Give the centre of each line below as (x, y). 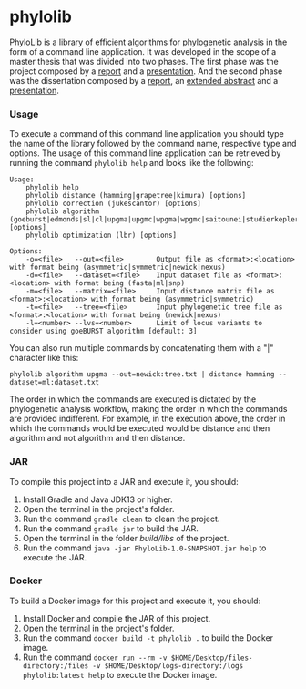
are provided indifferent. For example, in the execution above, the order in (148, 419)
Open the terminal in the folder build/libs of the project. (126, 538)
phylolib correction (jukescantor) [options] (114, 204)
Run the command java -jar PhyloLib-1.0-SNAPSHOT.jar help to (144, 548)
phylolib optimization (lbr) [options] (102, 236)
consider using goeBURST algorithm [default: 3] (103, 331)
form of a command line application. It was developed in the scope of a (143, 51)
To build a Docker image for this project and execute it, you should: (135, 601)
